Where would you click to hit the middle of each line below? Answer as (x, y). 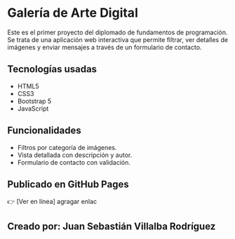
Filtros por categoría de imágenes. (67, 147)
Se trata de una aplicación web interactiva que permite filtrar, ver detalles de (118, 39)
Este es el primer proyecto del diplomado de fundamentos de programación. (117, 32)
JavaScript (33, 108)
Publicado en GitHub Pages (68, 184)
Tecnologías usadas (52, 69)
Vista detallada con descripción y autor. (75, 155)
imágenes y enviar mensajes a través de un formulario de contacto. (105, 47)
